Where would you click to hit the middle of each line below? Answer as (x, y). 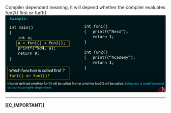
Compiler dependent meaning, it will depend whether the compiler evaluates (85, 7)
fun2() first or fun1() (26, 13)
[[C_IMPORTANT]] (25, 105)
